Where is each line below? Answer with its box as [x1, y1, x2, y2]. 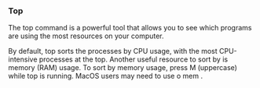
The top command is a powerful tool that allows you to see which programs [8, 23, 252, 33]
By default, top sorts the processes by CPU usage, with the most [8, 47, 218, 56]
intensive [8, 55, 38, 64]
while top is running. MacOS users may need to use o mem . [8, 72, 203, 81]
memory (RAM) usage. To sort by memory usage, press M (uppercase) [8, 63, 238, 72]
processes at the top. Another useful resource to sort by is [38, 55, 229, 64]
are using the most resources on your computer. [8, 31, 164, 40]
